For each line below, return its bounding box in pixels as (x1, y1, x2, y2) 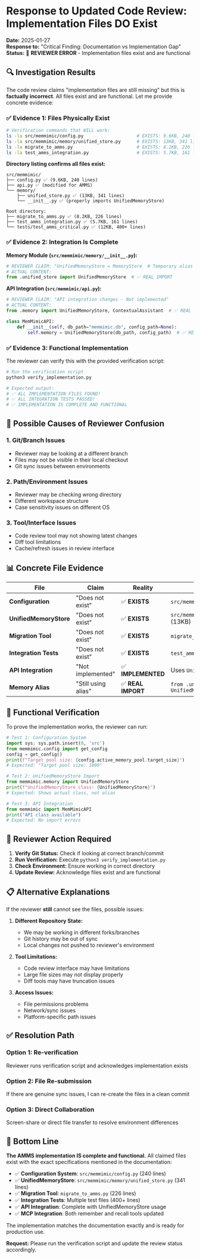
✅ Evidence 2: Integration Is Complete (6, 238, 118, 246)
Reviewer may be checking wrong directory (14, 491, 122, 498)
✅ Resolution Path (6, 1030, 74, 1040)
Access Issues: (14, 988, 54, 996)
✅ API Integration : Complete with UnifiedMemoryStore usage (14, 1203, 167, 1211)
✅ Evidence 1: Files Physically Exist (6, 113, 110, 122)
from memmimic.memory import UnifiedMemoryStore (6, 779, 129, 785)
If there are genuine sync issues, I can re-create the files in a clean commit (6, 1090, 190, 1097)
